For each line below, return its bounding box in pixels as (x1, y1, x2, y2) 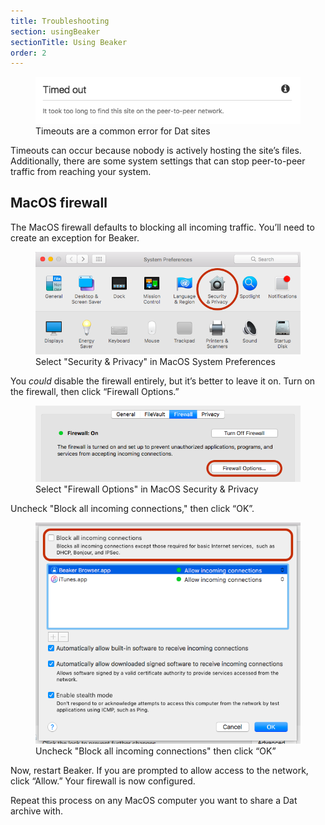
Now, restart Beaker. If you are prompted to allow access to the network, (10, 764, 309, 776)
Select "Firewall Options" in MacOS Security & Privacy (35, 483, 259, 495)
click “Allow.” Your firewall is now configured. (10, 775, 196, 787)
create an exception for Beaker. (10, 231, 140, 244)
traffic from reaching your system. (10, 165, 152, 177)
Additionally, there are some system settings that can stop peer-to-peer (10, 155, 306, 167)
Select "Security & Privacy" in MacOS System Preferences (35, 356, 276, 368)
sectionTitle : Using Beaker (10, 37, 128, 47)
